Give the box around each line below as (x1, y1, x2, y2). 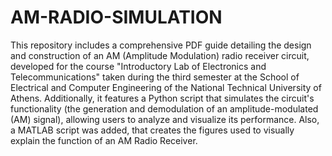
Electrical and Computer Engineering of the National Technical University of (10, 81, 322, 93)
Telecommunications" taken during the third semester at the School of (10, 71, 300, 83)
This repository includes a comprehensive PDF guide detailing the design (10, 39, 312, 51)
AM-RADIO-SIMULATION (10, 6, 223, 29)
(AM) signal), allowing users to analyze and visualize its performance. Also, (10, 113, 320, 125)
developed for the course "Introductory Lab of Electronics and (10, 60, 267, 72)
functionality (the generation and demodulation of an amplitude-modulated (10, 102, 319, 115)
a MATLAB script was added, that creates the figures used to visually (10, 124, 295, 136)
